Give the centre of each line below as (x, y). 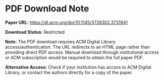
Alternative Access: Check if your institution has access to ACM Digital (78, 67)
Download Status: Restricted (35, 32)
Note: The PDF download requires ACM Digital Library (60, 41)
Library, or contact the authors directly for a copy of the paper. (69, 72)
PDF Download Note (47, 9)
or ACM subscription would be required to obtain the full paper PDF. (75, 57)
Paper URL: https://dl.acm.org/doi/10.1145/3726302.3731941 (66, 22)
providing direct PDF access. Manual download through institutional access (82, 52)
